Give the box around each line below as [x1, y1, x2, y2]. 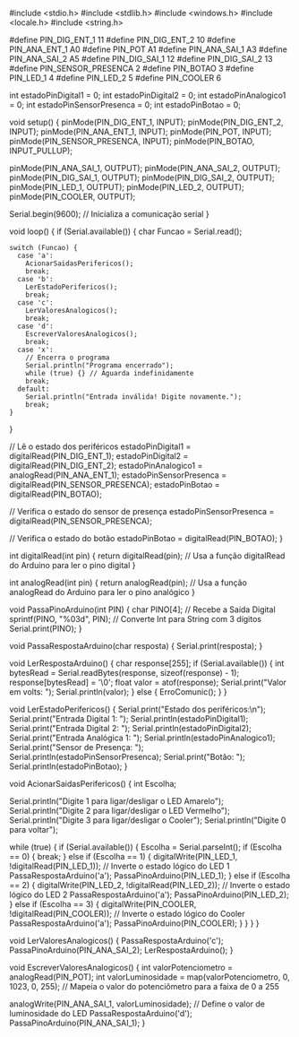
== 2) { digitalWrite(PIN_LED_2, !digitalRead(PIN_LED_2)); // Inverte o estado [9, 880, 291, 890]
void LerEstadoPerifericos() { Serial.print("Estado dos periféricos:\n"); [9, 704, 267, 714]
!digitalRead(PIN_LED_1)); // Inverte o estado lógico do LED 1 [9, 860, 230, 871]
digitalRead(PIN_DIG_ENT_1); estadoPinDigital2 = [9, 451, 189, 461]
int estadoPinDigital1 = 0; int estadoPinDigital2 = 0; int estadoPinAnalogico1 [9, 90, 286, 100]
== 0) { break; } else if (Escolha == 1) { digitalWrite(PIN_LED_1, [9, 851, 238, 861]
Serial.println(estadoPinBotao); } [9, 761, 128, 772]
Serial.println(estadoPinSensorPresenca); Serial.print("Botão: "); [9, 752, 245, 762]
